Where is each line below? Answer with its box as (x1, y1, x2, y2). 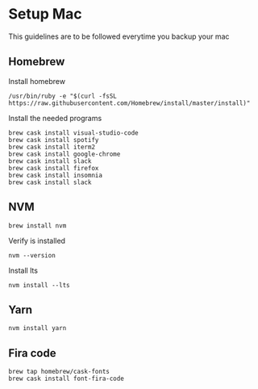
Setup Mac (8, 5, 82, 23)
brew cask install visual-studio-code (8, 128, 139, 137)
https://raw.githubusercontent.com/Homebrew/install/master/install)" (8, 98, 251, 107)
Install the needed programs (8, 113, 102, 123)
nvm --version (8, 251, 56, 259)
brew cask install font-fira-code (8, 374, 125, 383)
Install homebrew (8, 76, 66, 86)
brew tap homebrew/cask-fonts (8, 368, 110, 376)
